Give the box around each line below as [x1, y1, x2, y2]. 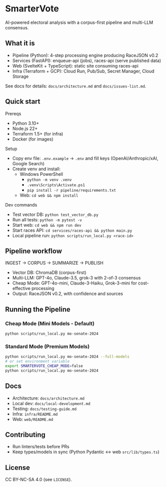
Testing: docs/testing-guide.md [12, 406, 77, 412]
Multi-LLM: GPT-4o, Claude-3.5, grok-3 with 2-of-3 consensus [12, 275, 141, 281]
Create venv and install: [12, 166, 61, 172]
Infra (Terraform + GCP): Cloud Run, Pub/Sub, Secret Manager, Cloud [12, 68, 155, 74]
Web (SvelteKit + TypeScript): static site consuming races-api [12, 63, 139, 69]
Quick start [5, 97, 41, 106]
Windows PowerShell [19, 171, 63, 177]
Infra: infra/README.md [12, 411, 58, 417]
